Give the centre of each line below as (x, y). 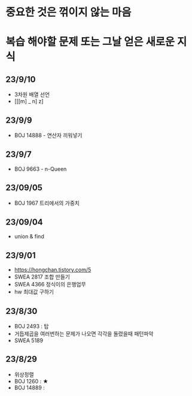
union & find (29, 237)
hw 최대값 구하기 (34, 292)
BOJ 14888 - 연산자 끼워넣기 (48, 135)
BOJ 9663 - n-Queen (40, 169)
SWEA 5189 (28, 341)
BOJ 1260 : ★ (31, 381)
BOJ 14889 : (30, 388)
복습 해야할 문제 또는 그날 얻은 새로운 (90, 42)
